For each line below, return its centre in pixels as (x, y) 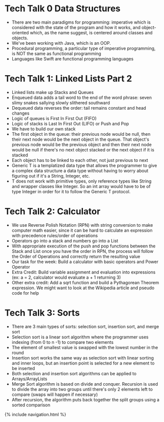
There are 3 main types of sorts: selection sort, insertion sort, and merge (85, 326)
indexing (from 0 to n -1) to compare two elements (63, 342)
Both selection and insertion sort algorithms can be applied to (74, 373)
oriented (20, 32)
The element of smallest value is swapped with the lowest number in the (85, 347)
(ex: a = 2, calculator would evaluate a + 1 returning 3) (66, 277)
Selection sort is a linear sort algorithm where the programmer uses (80, 337)
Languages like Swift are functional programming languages (72, 59)
